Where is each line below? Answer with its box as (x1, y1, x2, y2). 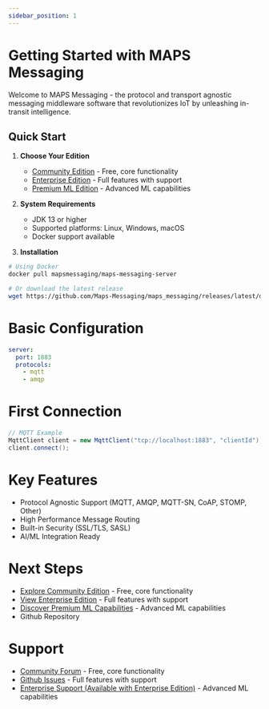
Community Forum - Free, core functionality (19, 666, 166, 675)
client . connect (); (8, 444, 70, 452)
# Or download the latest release (8, 285, 124, 293)
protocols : (15, 361, 52, 369)
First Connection (8, 402, 122, 421)
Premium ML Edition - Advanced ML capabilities (31, 183, 191, 193)
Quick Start (8, 130, 66, 143)
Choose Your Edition (19, 151, 90, 161)
